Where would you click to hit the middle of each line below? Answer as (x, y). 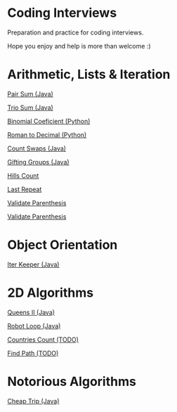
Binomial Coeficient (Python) (49, 121)
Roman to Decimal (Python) (47, 134)
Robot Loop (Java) (34, 326)
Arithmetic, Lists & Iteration (89, 75)
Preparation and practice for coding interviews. (76, 32)
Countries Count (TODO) (43, 340)
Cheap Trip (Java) (33, 401)
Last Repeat (25, 189)
